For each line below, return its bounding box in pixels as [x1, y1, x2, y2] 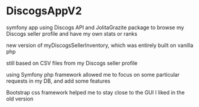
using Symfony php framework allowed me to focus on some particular [6, 71, 180, 78]
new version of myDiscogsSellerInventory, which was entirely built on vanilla [6, 42, 194, 49]
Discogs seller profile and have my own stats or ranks [6, 30, 138, 37]
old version [6, 95, 34, 102]
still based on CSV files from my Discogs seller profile [6, 59, 138, 67]
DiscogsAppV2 [6, 4, 82, 18]
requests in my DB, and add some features [6, 77, 111, 84]
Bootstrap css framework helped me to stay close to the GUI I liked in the [6, 89, 185, 96]
